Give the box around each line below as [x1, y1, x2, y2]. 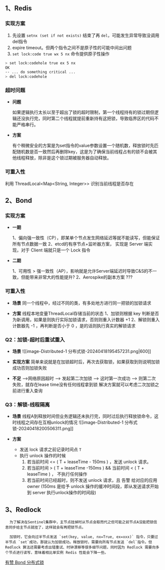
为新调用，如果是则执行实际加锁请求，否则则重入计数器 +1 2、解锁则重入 [12, 317, 160, 322]
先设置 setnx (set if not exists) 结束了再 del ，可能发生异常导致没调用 [12, 32, 160, 38]
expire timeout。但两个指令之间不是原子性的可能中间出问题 [12, 44, 132, 50]
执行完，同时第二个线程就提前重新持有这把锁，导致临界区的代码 [25, 116, 155, 122]
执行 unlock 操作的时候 [19, 453, 66, 459]
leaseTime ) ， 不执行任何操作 [27, 471, 87, 477]
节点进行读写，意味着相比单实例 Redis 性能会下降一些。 [8, 550, 109, 555]
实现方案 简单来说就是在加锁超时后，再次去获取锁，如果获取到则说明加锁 [12, 359, 160, 365]
